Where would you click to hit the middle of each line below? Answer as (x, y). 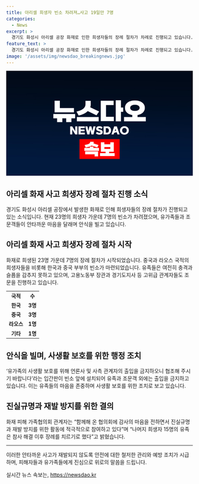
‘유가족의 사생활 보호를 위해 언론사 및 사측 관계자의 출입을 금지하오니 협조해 (93, 371)
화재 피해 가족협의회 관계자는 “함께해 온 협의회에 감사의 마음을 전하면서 (88, 422)
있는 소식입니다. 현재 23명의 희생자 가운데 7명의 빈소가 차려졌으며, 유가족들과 (95, 217)
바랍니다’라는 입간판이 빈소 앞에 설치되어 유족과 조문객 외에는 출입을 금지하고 (101, 378)
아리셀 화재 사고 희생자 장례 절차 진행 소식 (77, 194)
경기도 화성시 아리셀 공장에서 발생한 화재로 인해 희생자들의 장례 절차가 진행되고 (97, 209)
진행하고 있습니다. (38, 282)
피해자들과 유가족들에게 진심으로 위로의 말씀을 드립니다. (83, 462)
